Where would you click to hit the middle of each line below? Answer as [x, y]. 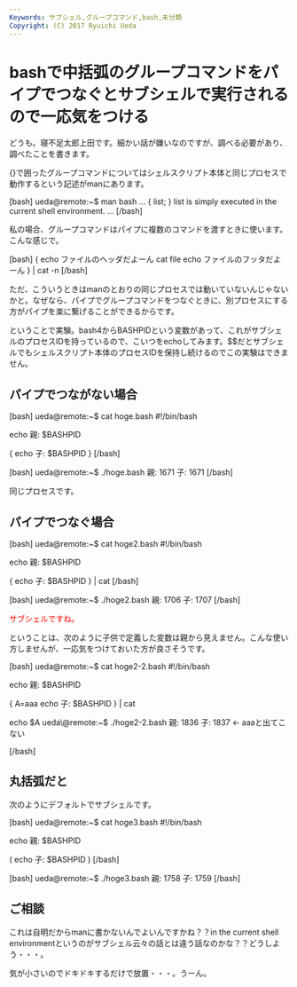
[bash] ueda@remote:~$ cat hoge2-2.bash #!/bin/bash [110, 667]
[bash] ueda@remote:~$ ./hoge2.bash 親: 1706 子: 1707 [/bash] [125, 600]
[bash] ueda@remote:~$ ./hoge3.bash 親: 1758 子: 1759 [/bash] [125, 878]
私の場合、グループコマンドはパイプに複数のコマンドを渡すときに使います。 [148, 229]
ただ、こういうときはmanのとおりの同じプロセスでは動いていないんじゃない [149, 289]
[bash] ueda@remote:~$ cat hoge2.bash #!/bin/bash [106, 544]
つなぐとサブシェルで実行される [173, 95]
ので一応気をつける [79, 117]
